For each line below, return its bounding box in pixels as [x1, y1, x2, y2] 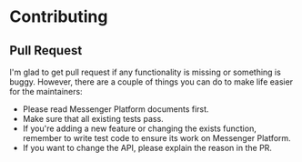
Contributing [9, 6, 108, 27]
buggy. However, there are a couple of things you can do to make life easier [9, 76, 294, 87]
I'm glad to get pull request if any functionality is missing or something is [9, 66, 282, 77]
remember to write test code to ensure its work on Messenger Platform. [22, 133, 291, 143]
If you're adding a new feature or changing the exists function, [22, 123, 257, 134]
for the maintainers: [9, 86, 84, 96]
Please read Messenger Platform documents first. [22, 104, 209, 115]
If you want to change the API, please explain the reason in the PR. [22, 143, 273, 153]
